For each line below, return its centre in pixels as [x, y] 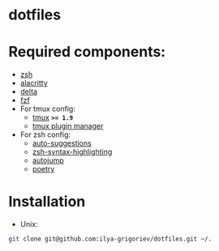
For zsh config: [45, 134]
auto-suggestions [62, 143]
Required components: [87, 52]
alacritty [34, 83]
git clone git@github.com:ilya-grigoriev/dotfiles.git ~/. [110, 239]
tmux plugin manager [68, 126]
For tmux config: [47, 109]
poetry [43, 169]
